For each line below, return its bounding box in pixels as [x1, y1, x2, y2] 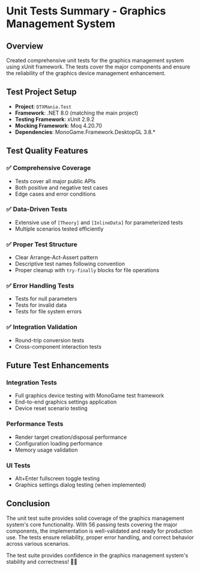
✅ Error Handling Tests [6, 282, 74, 290]
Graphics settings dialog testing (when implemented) [14, 481, 147, 488]
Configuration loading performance [14, 440, 103, 447]
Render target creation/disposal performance [14, 434, 127, 441]
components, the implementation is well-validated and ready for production [6, 527, 193, 534]
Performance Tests [6, 420, 64, 428]
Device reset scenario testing [14, 405, 88, 412]
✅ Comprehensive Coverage [6, 164, 91, 172]
